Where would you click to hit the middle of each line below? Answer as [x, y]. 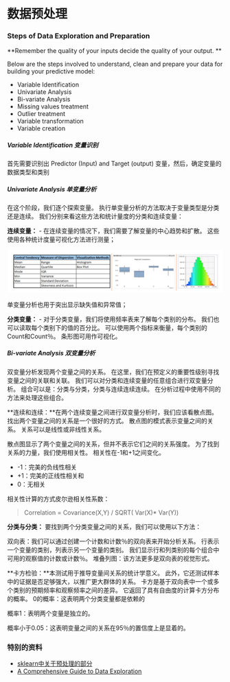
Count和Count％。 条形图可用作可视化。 [64, 336]
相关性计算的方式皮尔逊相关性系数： [58, 499]
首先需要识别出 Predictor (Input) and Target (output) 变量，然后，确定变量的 [114, 164]
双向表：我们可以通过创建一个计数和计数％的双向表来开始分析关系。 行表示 [113, 541]
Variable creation [41, 128]
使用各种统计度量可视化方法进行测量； [61, 239]
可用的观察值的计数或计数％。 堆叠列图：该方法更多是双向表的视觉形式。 [110, 558]
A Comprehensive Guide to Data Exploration [79, 671]
